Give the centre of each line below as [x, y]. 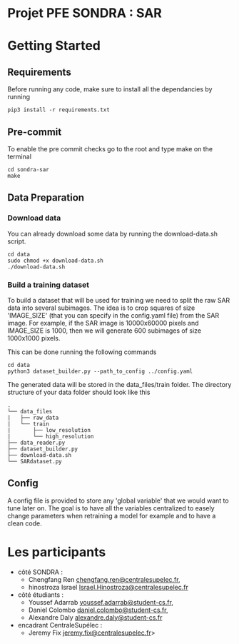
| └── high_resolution [51, 436]
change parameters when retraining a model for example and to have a [112, 515]
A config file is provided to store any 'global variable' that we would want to [118, 500]
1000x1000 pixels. [34, 338]
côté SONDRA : [40, 572]
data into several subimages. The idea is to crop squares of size [101, 308]
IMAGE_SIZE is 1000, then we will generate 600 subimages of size [105, 331]
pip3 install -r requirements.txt [59, 110]
